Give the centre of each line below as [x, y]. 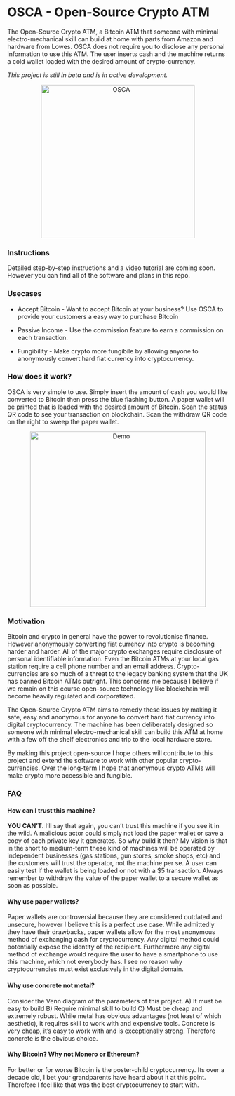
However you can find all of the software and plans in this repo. [99, 276]
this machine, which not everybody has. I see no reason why [95, 962]
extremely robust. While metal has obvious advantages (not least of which [114, 1016]
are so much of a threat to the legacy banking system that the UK [134, 674]
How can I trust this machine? [52, 810]
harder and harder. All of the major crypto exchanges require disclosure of [115, 651]
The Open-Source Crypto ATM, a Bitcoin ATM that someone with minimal [113, 32]
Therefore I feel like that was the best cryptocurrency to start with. [103, 1085]
